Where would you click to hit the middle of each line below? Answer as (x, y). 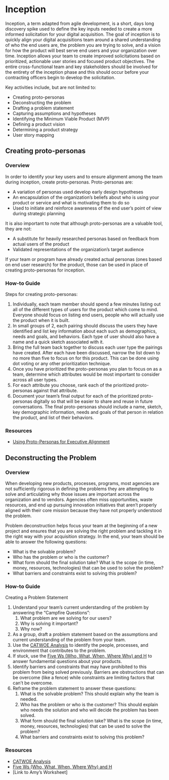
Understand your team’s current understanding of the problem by (81, 607)
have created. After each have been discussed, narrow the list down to (86, 352)
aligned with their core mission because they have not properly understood (83, 510)
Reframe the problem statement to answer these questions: (74, 688)
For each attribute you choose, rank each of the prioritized (74, 385)
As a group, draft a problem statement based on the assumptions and (85, 635)
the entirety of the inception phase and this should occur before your (77, 72)
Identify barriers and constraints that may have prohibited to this (79, 667)
